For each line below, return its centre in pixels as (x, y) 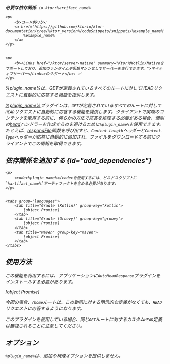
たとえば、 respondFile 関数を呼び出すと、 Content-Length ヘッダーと (75, 131)
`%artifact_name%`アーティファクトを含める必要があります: (61, 184)
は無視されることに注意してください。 (45, 326)
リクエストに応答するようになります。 (45, 308)
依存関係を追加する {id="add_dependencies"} (79, 161)
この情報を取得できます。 (58, 143)
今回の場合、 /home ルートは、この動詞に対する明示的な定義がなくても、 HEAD (84, 302)
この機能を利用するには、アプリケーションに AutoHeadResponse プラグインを (83, 275)
